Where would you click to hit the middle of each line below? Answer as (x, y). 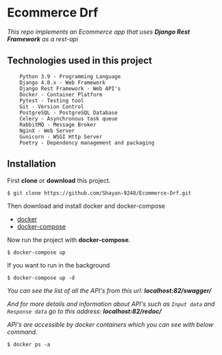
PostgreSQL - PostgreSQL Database (69, 112)
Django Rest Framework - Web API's (70, 88)
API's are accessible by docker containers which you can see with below (110, 324)
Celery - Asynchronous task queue (69, 118)
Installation (32, 164)
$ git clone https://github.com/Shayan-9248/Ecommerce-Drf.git (99, 193)
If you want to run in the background (59, 265)
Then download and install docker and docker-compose (86, 206)
